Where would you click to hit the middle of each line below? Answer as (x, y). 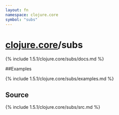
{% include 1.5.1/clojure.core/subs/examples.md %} (60, 79)
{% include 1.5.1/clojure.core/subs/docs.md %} (55, 59)
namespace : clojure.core (32, 15)
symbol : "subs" (22, 19)
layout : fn (17, 10)
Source (17, 95)
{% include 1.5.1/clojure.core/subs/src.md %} (53, 107)
